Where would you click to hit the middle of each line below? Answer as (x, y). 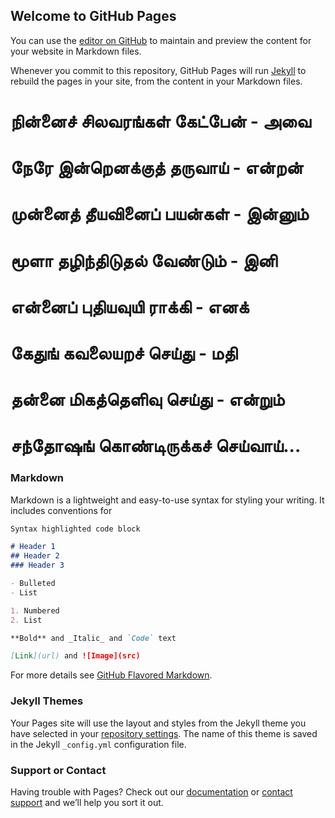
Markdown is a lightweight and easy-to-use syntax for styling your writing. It (167, 500)
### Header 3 (37, 565)
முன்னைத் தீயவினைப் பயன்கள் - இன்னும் (159, 214)
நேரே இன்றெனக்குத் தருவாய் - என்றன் (157, 168)
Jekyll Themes (47, 701)
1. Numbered (35, 610)
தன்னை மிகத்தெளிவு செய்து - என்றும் (147, 400)
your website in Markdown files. (76, 51)
